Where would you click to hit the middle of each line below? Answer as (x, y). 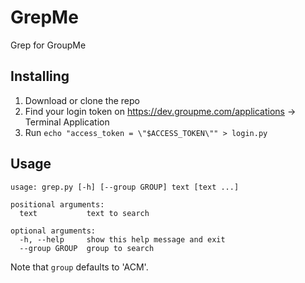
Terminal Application (67, 122)
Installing (40, 76)
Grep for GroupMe (48, 45)
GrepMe (44, 17)
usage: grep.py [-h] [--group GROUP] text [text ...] (125, 187)
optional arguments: (53, 231)
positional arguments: (57, 204)
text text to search (84, 213)
